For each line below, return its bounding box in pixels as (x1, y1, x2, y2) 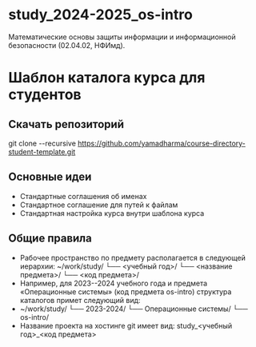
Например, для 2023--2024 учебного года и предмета (19, 278, 208, 288)
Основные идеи (8, 170, 92, 184)
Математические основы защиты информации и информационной (8, 32, 236, 42)
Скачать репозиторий (8, 118, 124, 131)
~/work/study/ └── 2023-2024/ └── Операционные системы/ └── (19, 304, 248, 313)
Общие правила (8, 232, 92, 245)
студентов (8, 86, 82, 104)
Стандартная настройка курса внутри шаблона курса (19, 208, 205, 217)
